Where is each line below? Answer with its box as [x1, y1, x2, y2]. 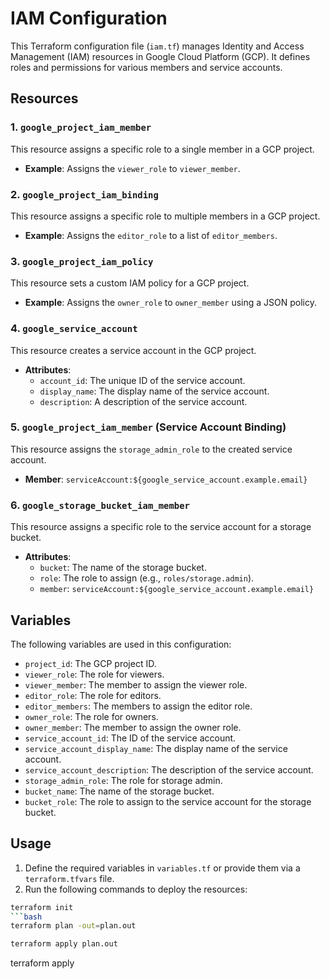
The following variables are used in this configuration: [10, 638, 232, 650]
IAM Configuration [10, 7, 168, 30]
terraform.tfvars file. [24, 872, 115, 884]
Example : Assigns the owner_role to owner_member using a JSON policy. [24, 297, 317, 309]
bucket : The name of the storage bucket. [39, 562, 207, 574]
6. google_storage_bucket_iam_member [10, 498, 190, 512]
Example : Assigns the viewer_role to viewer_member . [24, 162, 241, 174]
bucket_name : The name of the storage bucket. [24, 785, 215, 797]
